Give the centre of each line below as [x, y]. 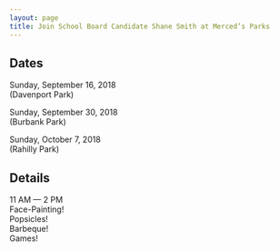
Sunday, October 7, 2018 [55, 140]
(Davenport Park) [42, 95]
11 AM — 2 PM [36, 200]
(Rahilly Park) [35, 149]
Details [30, 178]
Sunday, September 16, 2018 [63, 85]
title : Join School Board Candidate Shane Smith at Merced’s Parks [140, 26]
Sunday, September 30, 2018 [64, 112]
